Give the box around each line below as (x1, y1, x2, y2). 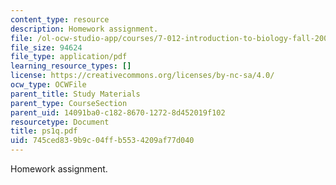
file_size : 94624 (10, 42, 83, 53)
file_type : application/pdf (10, 52, 128, 62)
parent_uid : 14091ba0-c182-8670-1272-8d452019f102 (10, 107, 226, 118)
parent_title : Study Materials (10, 89, 141, 99)
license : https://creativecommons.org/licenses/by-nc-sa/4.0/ (10, 71, 275, 81)
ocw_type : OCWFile (10, 80, 87, 90)
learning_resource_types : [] (10, 61, 132, 71)
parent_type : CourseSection (10, 98, 128, 108)
